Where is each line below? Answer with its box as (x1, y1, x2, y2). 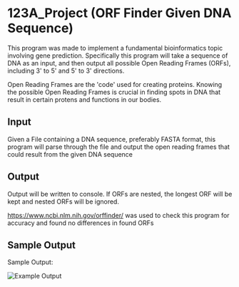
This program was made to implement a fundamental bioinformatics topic (7, 43, 223, 52)
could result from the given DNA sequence (7, 150, 133, 158)
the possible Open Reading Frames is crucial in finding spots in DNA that (7, 88, 221, 96)
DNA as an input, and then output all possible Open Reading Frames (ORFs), (7, 58, 231, 67)
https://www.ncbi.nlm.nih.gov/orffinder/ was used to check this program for (7, 211, 230, 219)
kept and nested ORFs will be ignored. (7, 197, 120, 206)
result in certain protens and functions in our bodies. (7, 95, 162, 104)
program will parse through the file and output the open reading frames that (7, 142, 230, 151)
